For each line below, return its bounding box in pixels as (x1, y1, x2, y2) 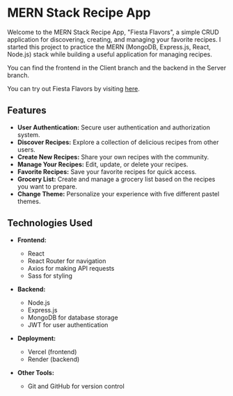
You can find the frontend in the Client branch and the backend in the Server (7, 63, 227, 72)
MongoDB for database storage (27, 313, 118, 322)
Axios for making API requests (27, 264, 115, 272)
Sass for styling (27, 271, 73, 280)
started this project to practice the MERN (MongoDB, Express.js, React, (7, 42, 211, 51)
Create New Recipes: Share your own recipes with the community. (17, 152, 209, 161)
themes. (17, 197, 41, 205)
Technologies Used (7, 217, 93, 229)
